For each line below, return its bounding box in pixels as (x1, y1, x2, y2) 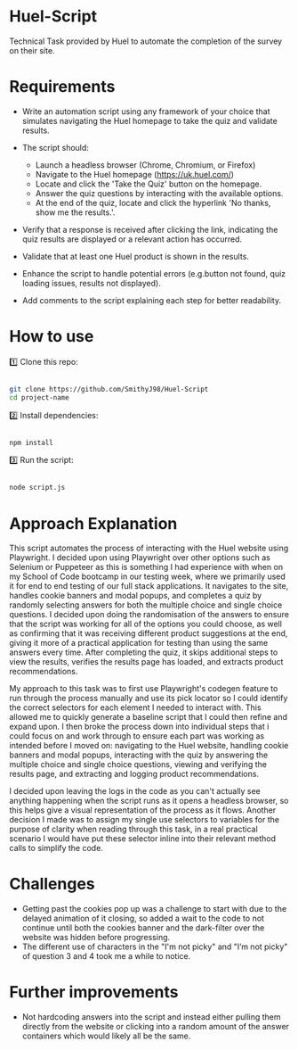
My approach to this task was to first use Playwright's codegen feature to (9, 683, 278, 694)
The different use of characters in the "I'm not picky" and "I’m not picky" (21, 941, 288, 952)
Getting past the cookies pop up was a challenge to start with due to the (21, 904, 287, 914)
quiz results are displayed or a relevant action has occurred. (21, 234, 243, 244)
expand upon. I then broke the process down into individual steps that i (9, 721, 270, 732)
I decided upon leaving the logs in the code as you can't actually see (9, 786, 261, 797)
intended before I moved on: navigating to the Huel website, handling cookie (9, 740, 289, 751)
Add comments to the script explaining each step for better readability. (21, 294, 282, 305)
